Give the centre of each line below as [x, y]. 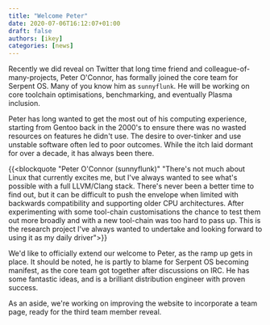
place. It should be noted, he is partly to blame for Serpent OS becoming [129, 262]
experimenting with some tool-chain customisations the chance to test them [135, 212]
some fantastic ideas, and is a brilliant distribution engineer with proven [127, 279]
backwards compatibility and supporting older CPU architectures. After [126, 204]
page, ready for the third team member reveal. [85, 312]
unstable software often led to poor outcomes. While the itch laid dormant [131, 145]
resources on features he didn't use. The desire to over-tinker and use [125, 136]
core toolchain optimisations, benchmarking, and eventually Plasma [120, 95]
